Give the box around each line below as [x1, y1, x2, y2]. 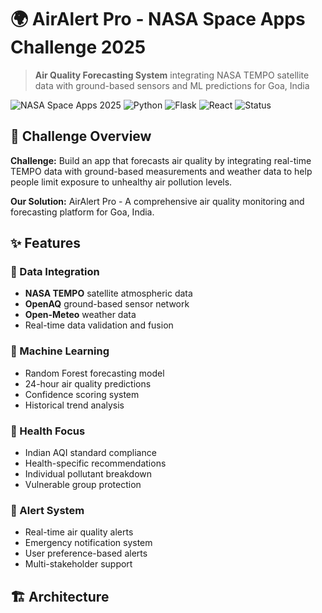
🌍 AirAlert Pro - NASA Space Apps [10, 8, 306, 31]
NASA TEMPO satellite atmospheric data [24, 287, 193, 300]
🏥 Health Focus [10, 424, 86, 438]
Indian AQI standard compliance [24, 447, 157, 459]
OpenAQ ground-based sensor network [24, 298, 190, 310]
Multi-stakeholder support [24, 558, 133, 570]
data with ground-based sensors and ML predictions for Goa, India [34, 79, 310, 91]
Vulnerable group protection [24, 479, 142, 491]
